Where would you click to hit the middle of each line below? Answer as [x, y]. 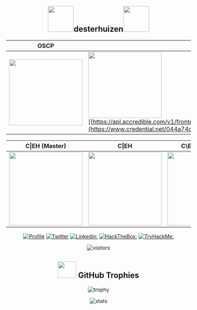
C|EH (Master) [46, 146]
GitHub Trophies [109, 276]
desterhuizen [98, 29]
